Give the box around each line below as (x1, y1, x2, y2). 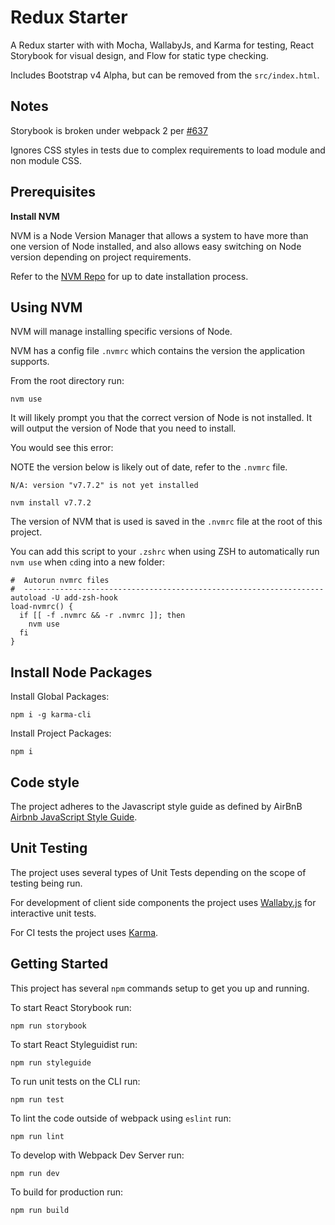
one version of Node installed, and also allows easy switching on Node (10, 240, 302, 252)
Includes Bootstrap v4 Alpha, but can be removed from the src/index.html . (10, 69, 320, 81)
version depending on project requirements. (10, 251, 192, 263)
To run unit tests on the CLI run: (10, 1075, 141, 1087)
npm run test (10, 1094, 65, 1105)
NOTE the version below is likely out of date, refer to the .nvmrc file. (10, 461, 288, 473)
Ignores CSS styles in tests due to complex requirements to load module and (10, 144, 326, 156)
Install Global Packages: (10, 691, 110, 703)
